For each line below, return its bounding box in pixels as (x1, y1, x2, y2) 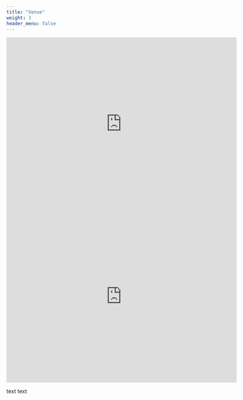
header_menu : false (6, 20, 56, 26)
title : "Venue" (6, 9, 45, 15)
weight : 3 (6, 15, 32, 21)
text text (6, 388, 28, 395)
